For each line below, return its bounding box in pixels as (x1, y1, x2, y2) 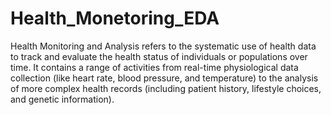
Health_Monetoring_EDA (10, 7, 220, 30)
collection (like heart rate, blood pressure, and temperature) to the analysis (10, 72, 319, 84)
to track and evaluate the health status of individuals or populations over (10, 50, 308, 62)
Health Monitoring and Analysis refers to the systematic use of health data (10, 40, 317, 52)
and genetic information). (10, 93, 115, 105)
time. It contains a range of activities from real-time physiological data (10, 61, 299, 73)
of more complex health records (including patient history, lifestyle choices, (10, 82, 322, 94)
